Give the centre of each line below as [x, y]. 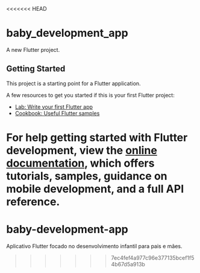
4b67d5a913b [128, 264]
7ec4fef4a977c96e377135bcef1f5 [153, 258]
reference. [33, 201]
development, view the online [82, 150]
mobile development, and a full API [95, 189]
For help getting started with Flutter [97, 137]
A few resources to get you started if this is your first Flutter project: [90, 95]
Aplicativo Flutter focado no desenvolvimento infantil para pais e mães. [94, 246]
